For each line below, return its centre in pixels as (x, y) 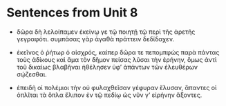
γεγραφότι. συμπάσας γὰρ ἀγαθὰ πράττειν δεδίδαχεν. (95, 39)
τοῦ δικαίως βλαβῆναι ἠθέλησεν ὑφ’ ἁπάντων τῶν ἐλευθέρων (107, 67)
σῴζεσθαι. (32, 74)
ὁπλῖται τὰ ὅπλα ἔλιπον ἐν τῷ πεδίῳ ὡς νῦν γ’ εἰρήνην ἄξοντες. (109, 95)
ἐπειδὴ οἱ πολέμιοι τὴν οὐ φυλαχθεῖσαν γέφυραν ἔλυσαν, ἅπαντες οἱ (116, 87)
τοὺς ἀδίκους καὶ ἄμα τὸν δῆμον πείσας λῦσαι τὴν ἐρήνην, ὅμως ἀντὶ (116, 59)
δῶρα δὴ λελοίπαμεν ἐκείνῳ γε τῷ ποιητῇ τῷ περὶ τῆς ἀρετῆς (106, 32)
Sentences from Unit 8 (72, 13)
